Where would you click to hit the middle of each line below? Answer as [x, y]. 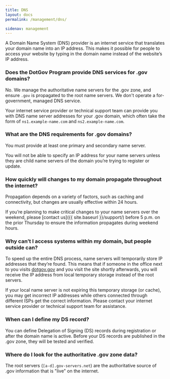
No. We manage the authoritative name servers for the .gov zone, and [78, 90]
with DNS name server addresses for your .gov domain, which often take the [85, 116]
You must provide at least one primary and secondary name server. [76, 145]
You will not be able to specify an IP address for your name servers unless [83, 155]
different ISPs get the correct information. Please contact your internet [79, 301]
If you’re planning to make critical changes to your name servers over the [82, 212]
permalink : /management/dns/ [36, 19]
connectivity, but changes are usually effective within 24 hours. [72, 202]
